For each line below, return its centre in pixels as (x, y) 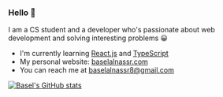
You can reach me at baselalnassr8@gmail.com (97, 70)
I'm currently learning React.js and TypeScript (94, 54)
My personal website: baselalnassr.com (84, 62)
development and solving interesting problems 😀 (88, 38)
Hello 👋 (22, 13)
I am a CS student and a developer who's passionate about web (111, 30)
